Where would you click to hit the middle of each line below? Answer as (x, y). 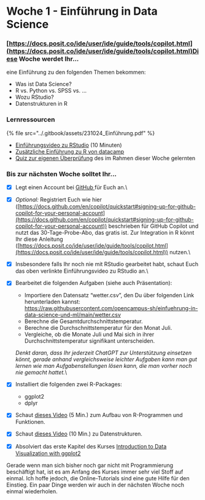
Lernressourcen (31, 120)
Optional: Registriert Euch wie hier (59, 200)
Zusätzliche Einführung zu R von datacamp (70, 151)
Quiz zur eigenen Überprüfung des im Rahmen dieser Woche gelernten (105, 158)
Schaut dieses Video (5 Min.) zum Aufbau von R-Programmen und (99, 415)
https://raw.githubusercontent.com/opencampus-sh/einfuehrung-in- (111, 308)
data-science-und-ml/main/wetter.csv (73, 315)
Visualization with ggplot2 (48, 453)
